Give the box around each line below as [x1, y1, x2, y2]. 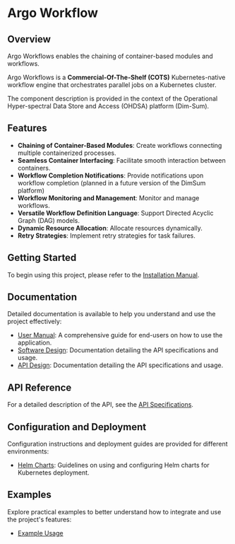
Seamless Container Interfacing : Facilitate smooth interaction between [17, 156, 226, 164]
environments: [7, 447, 49, 456]
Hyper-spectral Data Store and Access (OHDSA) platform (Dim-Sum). [7, 102, 210, 110]
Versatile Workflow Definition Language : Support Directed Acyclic [17, 209, 214, 217]
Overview [7, 33, 52, 45]
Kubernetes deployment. [17, 468, 90, 477]
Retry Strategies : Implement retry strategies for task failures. [17, 231, 196, 240]
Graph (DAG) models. [17, 216, 80, 224]
